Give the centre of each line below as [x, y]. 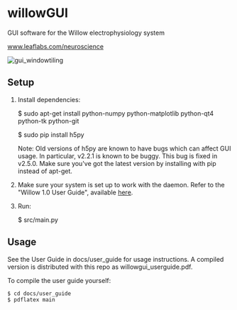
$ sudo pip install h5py [51, 134]
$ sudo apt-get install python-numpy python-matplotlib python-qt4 [116, 113]
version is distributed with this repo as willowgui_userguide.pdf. [100, 267]
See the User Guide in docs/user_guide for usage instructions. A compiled [116, 259]
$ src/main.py [38, 220]
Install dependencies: [49, 99]
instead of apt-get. [45, 171]
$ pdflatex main [31, 299]
